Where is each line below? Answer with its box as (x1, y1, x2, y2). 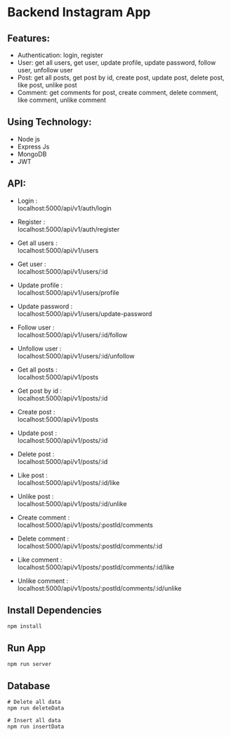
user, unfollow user (17, 66, 74, 74)
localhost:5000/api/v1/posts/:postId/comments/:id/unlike (17, 584, 182, 592)
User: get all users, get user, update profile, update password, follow (17, 58, 216, 67)
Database (7, 680, 51, 692)
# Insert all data (7, 717, 61, 724)
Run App (7, 642, 46, 654)
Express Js (17, 142, 50, 151)
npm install (7, 623, 42, 630)
